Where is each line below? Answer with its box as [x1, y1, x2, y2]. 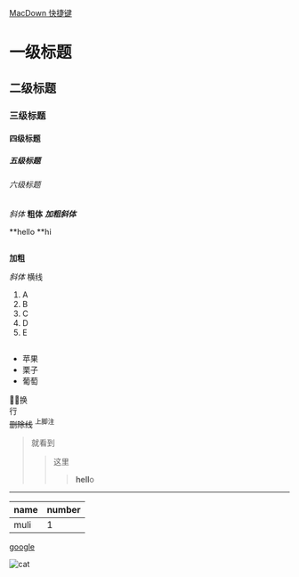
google [9, 541, 36, 552]
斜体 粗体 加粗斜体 [9, 208, 77, 219]
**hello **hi [9, 226, 52, 237]
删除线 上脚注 [9, 417, 55, 429]
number [46, 504, 82, 516]
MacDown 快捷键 [9, 8, 73, 18]
